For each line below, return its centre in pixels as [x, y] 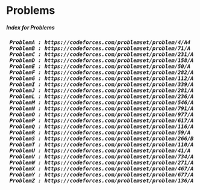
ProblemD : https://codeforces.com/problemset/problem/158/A [102, 60]
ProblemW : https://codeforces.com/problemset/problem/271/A [102, 163]
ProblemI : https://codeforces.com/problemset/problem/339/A [102, 84]
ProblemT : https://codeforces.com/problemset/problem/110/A [102, 145]
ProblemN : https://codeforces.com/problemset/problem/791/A [102, 109]
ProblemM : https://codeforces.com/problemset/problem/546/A [102, 103]
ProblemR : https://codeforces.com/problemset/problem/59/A [100, 133]
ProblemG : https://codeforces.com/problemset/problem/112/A [102, 78]
